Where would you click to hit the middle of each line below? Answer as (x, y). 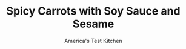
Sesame (93, 24)
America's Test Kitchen (93, 41)
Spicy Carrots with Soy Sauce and (93, 11)
